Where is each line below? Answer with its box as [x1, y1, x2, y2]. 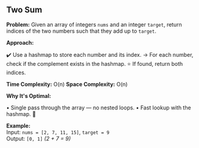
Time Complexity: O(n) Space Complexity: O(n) [6, 80, 128, 88]
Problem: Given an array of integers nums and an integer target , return [6, 21, 182, 28]
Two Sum [6, 5, 42, 15]
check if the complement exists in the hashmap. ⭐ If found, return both [6, 60, 183, 67]
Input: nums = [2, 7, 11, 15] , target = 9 [6, 128, 110, 135]
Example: [6, 122, 31, 129]
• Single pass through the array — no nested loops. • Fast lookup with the [6, 104, 191, 111]
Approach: [6, 39, 34, 46]
